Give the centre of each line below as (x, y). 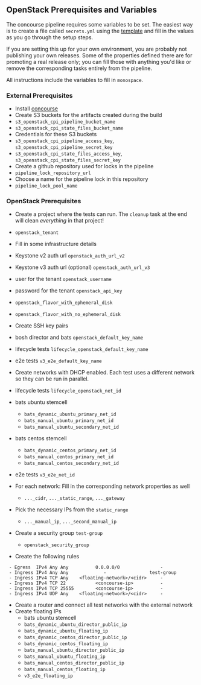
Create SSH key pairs (41, 326)
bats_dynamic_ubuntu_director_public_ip (75, 625)
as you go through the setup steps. (50, 37)
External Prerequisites (40, 95)
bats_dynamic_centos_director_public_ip (75, 638)
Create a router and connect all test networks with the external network (104, 605)
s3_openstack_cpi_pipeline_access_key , (65, 140)
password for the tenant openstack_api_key (69, 291)
